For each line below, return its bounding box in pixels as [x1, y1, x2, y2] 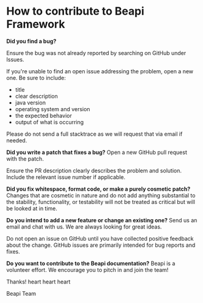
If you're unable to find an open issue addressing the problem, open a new [6, 67, 194, 75]
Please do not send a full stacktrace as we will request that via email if [6, 130, 183, 137]
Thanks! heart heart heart [6, 278, 71, 285]
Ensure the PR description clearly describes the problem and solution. [6, 167, 182, 174]
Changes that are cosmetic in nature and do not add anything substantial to [6, 191, 196, 199]
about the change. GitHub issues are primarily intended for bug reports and [6, 241, 196, 249]
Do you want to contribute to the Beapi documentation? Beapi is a [6, 260, 176, 267]
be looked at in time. [6, 205, 58, 212]
